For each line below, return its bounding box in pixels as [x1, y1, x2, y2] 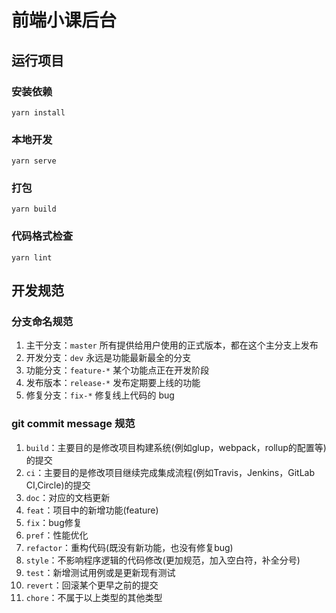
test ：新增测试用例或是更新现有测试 [25, 566, 176, 578]
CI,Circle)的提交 [25, 479, 91, 491]
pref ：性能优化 [25, 529, 89, 541]
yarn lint [11, 252, 53, 263]
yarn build [11, 204, 57, 215]
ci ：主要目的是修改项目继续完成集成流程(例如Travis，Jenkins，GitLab [25, 466, 315, 478]
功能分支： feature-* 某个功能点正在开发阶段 [25, 364, 210, 376]
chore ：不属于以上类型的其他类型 [25, 591, 163, 603]
